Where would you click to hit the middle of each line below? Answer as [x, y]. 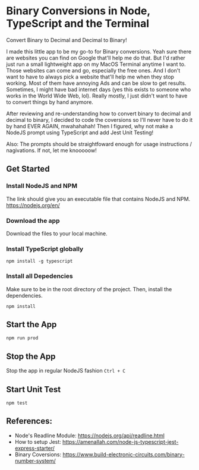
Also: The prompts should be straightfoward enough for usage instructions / [99, 144]
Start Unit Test [34, 389]
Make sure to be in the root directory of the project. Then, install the [89, 289]
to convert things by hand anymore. [50, 102]
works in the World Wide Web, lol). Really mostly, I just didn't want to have [97, 96]
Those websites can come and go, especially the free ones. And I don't [93, 70]
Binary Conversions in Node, [78, 11]
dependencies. [24, 295]
